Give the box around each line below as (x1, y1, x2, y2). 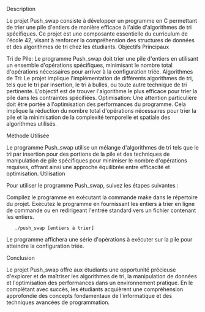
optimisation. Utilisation (6, 170, 65, 177)
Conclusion (6, 254, 35, 261)
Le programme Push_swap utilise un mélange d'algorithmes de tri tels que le (6, 144, 199, 151)
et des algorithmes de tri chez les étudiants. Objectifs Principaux (6, 43, 170, 50)
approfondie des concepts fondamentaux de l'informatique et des (6, 292, 173, 299)
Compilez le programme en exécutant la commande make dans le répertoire (6, 194, 198, 201)
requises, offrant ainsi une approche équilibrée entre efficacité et (6, 164, 170, 170)
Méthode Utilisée (6, 132, 50, 139)
